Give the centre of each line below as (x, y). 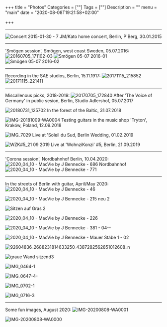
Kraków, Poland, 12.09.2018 (33, 125)
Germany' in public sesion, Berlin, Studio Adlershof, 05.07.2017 (69, 101)
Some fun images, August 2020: (38, 310)
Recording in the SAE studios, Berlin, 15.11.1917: (53, 76)
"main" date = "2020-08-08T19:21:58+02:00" (52, 12)
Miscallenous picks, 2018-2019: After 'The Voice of (79, 95)
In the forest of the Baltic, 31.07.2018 (84, 110)
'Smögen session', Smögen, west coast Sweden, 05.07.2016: (67, 51)
